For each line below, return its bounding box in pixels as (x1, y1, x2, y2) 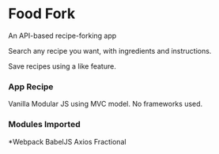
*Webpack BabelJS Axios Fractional (8, 137, 126, 146)
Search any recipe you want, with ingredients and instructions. (8, 46, 212, 55)
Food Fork (8, 5, 76, 23)
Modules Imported (8, 119, 81, 130)
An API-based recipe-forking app (8, 31, 117, 40)
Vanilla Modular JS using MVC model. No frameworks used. (8, 100, 203, 109)
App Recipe (8, 81, 54, 92)
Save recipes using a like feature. (8, 61, 116, 71)
